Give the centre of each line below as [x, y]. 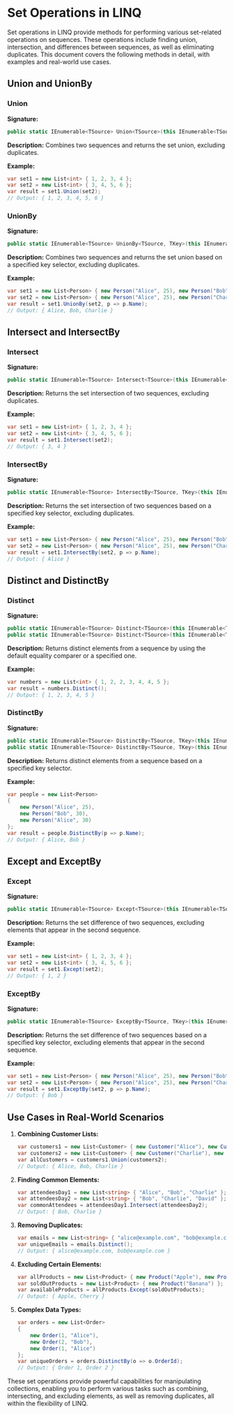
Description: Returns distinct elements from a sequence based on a [105, 760]
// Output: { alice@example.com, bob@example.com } [94, 1251]
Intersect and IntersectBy [64, 332]
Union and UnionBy [50, 84]
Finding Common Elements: [58, 1180]
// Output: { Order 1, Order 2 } [66, 1368]
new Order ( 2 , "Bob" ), [61, 1342]
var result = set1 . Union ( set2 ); [54, 192]
